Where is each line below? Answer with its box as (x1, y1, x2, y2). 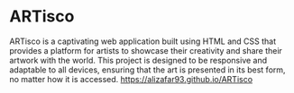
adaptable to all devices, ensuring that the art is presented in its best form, (9, 64, 286, 75)
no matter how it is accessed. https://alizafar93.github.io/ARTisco (9, 73, 253, 84)
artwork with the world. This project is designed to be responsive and (9, 55, 268, 65)
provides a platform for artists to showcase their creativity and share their (9, 45, 282, 55)
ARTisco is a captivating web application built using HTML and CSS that (9, 36, 277, 46)
